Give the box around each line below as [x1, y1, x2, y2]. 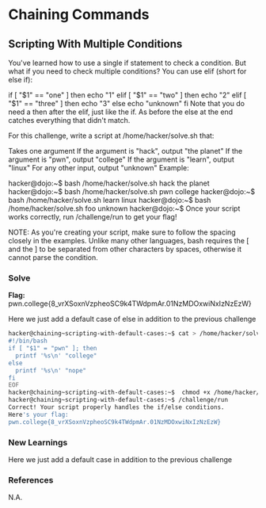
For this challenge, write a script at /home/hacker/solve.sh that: [8, 131, 215, 140]
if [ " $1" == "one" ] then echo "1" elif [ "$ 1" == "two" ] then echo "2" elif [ [8, 90, 247, 100]
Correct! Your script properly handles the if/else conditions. [8, 403, 225, 411]
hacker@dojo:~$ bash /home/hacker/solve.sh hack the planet [8, 178, 210, 188]
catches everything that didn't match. [8, 116, 131, 124]
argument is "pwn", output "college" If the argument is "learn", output [8, 155, 235, 164]
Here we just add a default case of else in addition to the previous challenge [8, 315, 256, 324]
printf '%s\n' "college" [15, 351, 97, 360]
